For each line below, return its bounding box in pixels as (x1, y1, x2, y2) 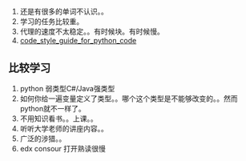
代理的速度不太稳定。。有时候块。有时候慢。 (19, 26, 164, 37)
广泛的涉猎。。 (19, 134, 67, 143)
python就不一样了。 (19, 104, 86, 113)
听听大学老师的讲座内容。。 (19, 124, 108, 133)
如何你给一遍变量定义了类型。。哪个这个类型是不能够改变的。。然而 (19, 94, 238, 103)
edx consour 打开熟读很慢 (19, 144, 107, 153)
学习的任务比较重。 (19, 17, 84, 26)
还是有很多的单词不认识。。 (19, 6, 108, 17)
